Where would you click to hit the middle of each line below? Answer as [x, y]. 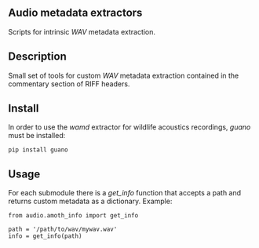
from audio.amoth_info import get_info [73, 216]
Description [37, 57]
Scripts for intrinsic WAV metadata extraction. [82, 31]
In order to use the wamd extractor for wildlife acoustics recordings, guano [129, 127]
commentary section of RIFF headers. [69, 84]
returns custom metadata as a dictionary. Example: [90, 201]
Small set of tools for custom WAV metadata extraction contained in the [124, 75]
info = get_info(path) [45, 236]
